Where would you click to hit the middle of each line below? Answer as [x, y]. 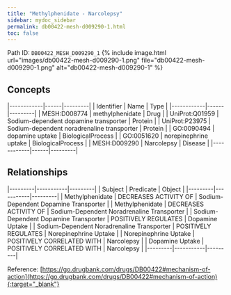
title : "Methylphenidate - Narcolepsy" [65, 14]
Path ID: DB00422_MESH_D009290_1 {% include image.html [87, 53]
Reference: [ [25, 269]
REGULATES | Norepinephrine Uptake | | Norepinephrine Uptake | [101, 233]
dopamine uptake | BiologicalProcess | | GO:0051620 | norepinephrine [108, 136]
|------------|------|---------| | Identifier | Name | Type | [88, 106]
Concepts [29, 89]
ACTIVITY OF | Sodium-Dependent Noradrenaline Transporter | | [100, 211]
